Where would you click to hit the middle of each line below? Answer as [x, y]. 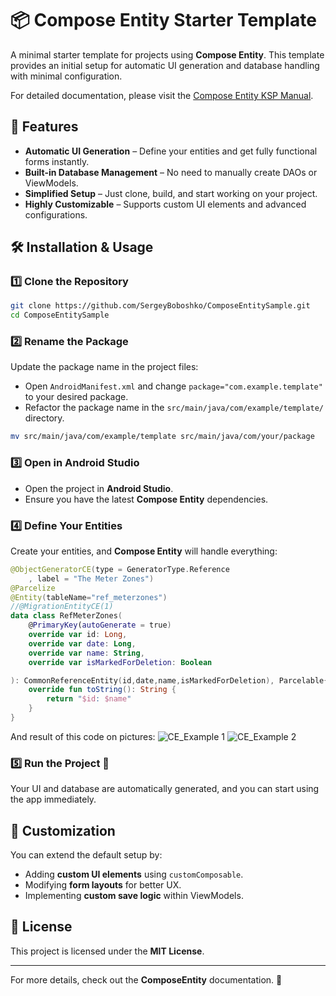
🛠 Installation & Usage [82, 247]
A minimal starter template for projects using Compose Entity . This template [167, 54]
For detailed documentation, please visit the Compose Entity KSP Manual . [162, 95]
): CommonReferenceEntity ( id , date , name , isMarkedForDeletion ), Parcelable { [169, 680]
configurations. [56, 214]
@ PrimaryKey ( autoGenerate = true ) [100, 625]
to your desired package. [76, 397]
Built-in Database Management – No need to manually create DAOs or [171, 172]
